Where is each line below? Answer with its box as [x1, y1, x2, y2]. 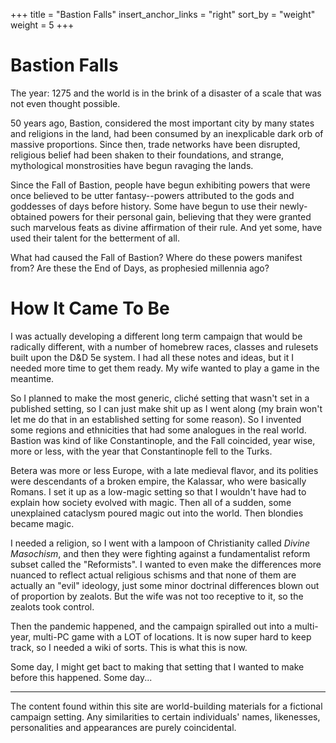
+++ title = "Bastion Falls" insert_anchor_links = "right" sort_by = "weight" [10, 9, 316, 20]
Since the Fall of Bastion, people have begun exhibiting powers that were [10, 179, 311, 191]
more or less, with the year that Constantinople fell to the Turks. [10, 445, 273, 457]
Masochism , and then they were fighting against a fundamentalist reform [10, 547, 311, 559]
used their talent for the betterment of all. [10, 232, 180, 244]
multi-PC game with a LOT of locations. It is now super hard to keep [33, 630, 312, 643]
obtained [10, 210, 47, 223]
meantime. [10, 372, 55, 384]
